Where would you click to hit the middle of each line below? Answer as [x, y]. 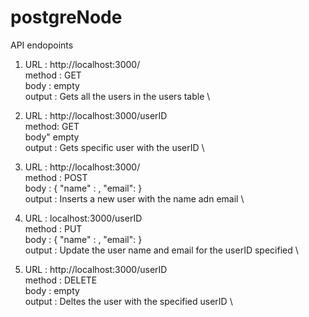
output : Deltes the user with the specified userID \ [128, 301]
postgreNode [66, 17]
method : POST [56, 177]
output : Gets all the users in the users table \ [117, 96]
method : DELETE [61, 280]
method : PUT [53, 228]
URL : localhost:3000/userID [83, 218]
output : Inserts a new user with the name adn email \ [134, 198]
